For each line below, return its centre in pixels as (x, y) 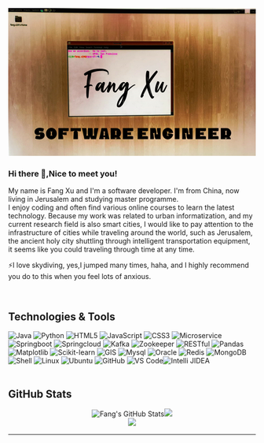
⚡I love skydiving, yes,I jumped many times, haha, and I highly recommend (129, 265)
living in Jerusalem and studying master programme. (93, 199)
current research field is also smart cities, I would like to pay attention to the (131, 225)
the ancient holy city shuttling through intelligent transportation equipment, (129, 241)
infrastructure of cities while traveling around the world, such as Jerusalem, (130, 233)
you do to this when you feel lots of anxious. (80, 277)
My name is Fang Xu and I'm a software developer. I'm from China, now (124, 191)
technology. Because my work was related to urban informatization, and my (130, 216)
